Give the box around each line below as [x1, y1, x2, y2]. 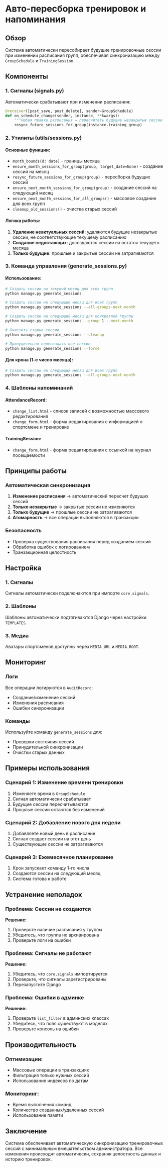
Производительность [5, 1040, 77, 1049]
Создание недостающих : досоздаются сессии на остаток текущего [12, 239, 159, 245]
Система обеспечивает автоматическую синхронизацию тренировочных [5, 1140, 163, 1146]
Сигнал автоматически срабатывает [12, 796, 91, 802]
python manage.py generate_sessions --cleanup [5, 332, 104, 337]
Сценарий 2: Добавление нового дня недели [5, 819, 121, 826]
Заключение [5, 1127, 47, 1135]
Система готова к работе [12, 876, 67, 882]
